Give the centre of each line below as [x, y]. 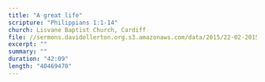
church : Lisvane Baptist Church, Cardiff [77, 30]
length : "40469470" [40, 66]
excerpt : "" [28, 45]
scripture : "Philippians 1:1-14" [63, 23]
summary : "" [28, 52]
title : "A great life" [45, 15]
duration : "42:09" [38, 59]
